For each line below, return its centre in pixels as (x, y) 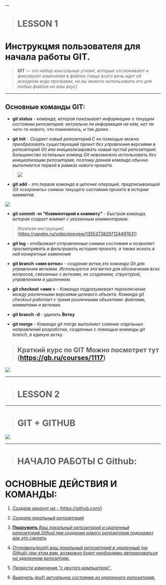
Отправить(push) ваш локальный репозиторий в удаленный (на (80, 547)
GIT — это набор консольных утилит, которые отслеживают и (83, 71)
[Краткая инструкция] (41, 228)
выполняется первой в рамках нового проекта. (63, 165)
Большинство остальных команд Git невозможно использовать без (84, 154)
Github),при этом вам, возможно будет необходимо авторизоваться (85, 553)
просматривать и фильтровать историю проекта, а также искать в (83, 249)
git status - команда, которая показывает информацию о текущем (83, 119)
